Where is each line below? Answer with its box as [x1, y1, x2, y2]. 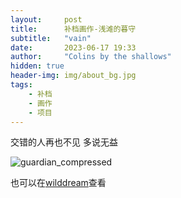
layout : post [10, 14, 83, 25]
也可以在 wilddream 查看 [10, 177, 107, 189]
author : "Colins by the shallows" [10, 52, 172, 62]
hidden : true [10, 61, 65, 71]
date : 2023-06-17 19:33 [10, 42, 137, 53]
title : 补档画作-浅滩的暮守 [10, 24, 137, 34]
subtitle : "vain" [10, 33, 92, 43]
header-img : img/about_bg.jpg [10, 71, 137, 81]
